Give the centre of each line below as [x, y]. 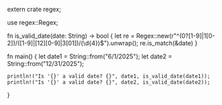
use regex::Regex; [33, 22]
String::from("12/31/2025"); [46, 63]
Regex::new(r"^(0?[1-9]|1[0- [176, 36]
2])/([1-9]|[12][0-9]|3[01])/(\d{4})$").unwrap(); [73, 43]
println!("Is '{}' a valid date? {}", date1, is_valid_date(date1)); [109, 76]
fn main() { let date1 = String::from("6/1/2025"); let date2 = [90, 56]
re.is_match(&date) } [169, 43]
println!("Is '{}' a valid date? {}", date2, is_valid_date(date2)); [109, 82]
